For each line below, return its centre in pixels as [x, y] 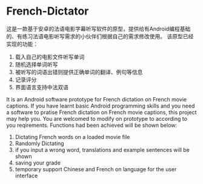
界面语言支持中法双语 [42, 87]
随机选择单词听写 [36, 64]
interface [26, 175]
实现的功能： [22, 44]
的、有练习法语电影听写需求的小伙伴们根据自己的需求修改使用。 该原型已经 [100, 36]
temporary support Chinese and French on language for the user [96, 169]
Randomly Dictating [40, 143]
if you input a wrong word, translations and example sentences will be [102, 149]
